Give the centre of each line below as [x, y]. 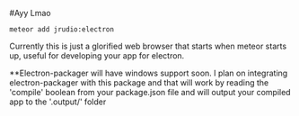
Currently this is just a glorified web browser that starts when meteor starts [148, 46]
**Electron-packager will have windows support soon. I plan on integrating [149, 73]
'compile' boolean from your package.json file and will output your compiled [150, 92]
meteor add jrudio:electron [62, 30]
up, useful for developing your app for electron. [97, 56]
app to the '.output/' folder [58, 102]
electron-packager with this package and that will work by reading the [139, 83]
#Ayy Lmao [30, 13]
